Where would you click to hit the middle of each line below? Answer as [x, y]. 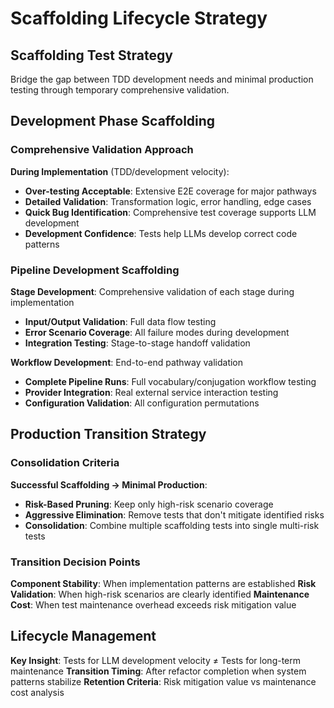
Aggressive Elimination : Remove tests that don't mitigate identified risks [174, 514]
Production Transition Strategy [108, 434]
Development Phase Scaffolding [113, 121]
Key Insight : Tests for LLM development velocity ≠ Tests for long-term [156, 660]
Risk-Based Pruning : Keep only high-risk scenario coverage [149, 504]
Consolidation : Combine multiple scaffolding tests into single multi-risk [172, 525]
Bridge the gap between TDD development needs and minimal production [162, 79]
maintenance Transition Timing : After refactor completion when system [158, 671]
